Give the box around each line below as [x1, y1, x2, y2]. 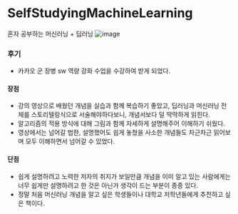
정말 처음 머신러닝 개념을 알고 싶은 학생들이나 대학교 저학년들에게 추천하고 [17, 190, 224, 198]
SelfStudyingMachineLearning [7, 5, 194, 21]
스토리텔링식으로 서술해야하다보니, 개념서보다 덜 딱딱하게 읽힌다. [31, 111, 210, 119]
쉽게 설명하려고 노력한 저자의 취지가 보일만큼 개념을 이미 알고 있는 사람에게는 [17, 172, 232, 180]
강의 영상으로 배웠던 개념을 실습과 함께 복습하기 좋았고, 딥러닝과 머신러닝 [17, 101, 219, 110]
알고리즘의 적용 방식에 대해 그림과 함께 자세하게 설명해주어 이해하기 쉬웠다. [17, 119, 226, 128]
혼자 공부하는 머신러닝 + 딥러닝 [7, 29, 94, 38]
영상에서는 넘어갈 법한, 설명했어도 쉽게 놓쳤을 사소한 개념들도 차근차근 [17, 128, 212, 137]
